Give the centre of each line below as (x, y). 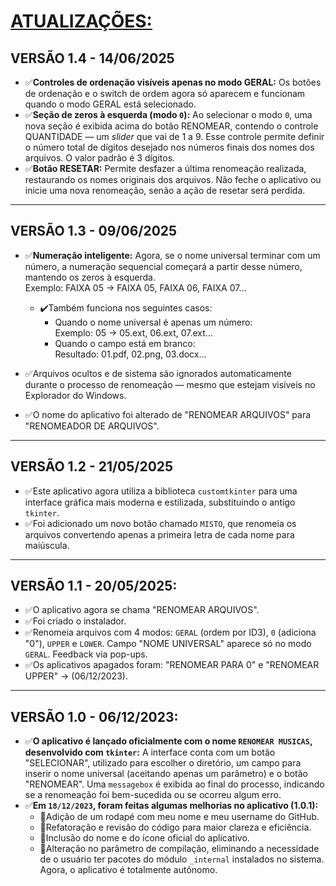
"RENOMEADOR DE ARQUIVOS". (92, 426)
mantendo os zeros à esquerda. (90, 277)
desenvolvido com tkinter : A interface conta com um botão (150, 752)
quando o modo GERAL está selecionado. (110, 104)
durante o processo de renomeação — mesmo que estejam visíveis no (170, 384)
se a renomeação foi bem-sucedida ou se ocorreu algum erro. (153, 795)
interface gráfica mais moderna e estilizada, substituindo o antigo (160, 502)
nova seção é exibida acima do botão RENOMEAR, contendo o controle (171, 126)
